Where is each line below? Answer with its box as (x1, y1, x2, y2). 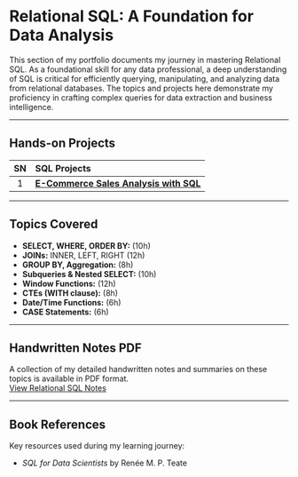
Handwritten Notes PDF (9, 340, 142, 355)
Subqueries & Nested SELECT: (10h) (21, 268, 157, 279)
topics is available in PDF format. (9, 373, 129, 384)
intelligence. (9, 101, 54, 112)
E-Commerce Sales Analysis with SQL (35, 177, 201, 189)
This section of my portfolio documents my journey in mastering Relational (9, 54, 281, 65)
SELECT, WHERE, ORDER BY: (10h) (21, 240, 151, 250)
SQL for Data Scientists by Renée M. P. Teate (21, 457, 188, 468)
